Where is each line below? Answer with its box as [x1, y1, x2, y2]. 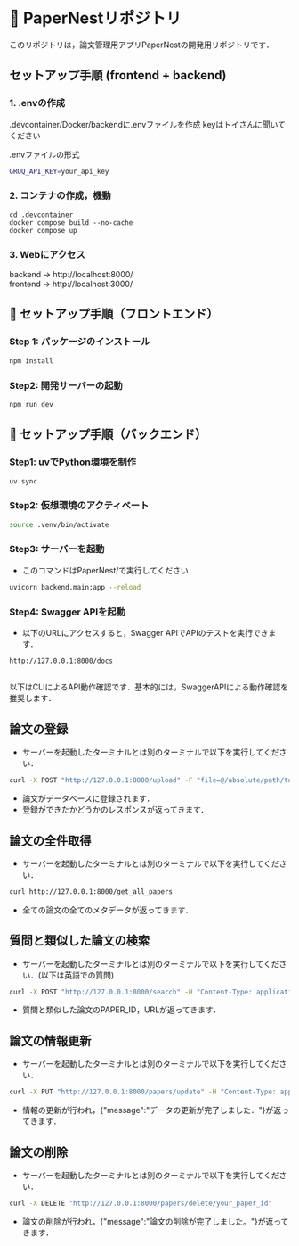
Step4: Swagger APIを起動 [9, 606, 126, 618]
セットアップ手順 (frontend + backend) [9, 68, 227, 83]
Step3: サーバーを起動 [9, 543, 105, 556]
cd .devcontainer [9, 210, 74, 219]
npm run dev [9, 400, 53, 408]
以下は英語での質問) [40, 970, 115, 980]
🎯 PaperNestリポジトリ [9, 8, 182, 29]
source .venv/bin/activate [9, 520, 109, 529]
